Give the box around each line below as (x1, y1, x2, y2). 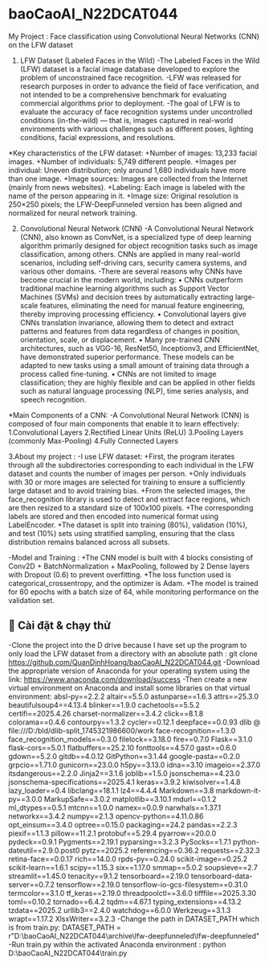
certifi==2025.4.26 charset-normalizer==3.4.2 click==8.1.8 (8, 708, 204, 718)
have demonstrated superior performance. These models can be (19, 352, 234, 361)
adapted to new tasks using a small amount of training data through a (19, 360, 250, 370)
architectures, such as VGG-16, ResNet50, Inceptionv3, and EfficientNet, (19, 343, 259, 353)
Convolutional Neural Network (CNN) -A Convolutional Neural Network (19, 223, 255, 233)
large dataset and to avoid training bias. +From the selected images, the (8, 485, 247, 495)
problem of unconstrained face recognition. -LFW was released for (19, 72, 242, 82)
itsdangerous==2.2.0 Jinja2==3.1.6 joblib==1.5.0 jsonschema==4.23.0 (8, 768, 241, 778)
